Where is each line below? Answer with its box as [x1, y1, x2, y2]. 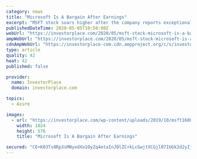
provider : [6, 74, 30, 80]
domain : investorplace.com [11, 85, 77, 91]
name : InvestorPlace [11, 79, 62, 85]
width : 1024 [16, 122, 46, 128]
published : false [6, 63, 49, 69]
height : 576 [16, 128, 46, 134]
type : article [6, 47, 41, 53]
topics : [6, 95, 25, 102]
